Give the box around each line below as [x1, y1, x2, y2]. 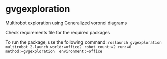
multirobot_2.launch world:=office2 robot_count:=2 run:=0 [5, 44, 132, 49]
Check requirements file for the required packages [5, 29, 110, 35]
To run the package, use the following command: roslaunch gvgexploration [5, 39, 162, 45]
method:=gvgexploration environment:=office [5, 49, 102, 54]
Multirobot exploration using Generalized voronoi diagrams [5, 20, 127, 26]
